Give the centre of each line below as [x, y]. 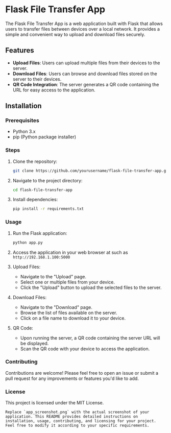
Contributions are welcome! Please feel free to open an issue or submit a [82, 373]
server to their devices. [37, 79]
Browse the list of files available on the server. [69, 312]
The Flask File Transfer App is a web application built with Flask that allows [84, 23]
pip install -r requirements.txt [48, 209]
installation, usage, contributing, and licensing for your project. [81, 421]
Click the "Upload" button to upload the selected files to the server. [91, 287]
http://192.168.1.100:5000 [41, 257]
